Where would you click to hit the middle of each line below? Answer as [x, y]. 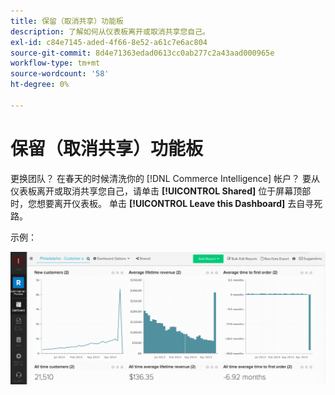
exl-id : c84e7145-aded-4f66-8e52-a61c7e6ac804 [109, 42]
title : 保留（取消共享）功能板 [67, 21]
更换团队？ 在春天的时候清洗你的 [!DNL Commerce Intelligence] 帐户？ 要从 [165, 178]
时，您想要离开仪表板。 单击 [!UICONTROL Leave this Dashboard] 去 [153, 203]
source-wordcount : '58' [60, 74]
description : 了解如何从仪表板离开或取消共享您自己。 [110, 31]
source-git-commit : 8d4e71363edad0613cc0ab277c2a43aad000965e [142, 53]
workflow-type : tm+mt [55, 63]
